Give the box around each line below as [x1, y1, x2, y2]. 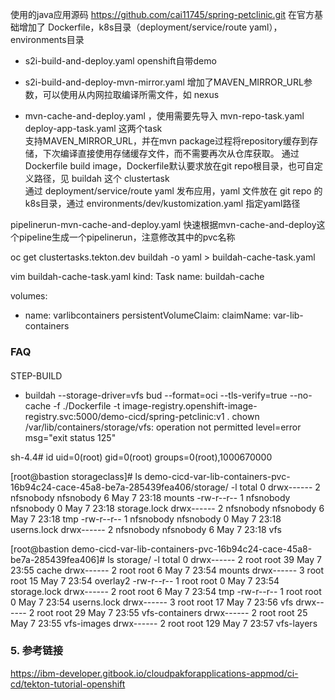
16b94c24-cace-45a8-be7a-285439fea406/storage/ [10, 481, 229, 493]
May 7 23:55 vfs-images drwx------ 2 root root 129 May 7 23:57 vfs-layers [10, 617, 318, 629]
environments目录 [10, 34, 85, 45]
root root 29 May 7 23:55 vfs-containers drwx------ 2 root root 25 [36, 606, 308, 618]
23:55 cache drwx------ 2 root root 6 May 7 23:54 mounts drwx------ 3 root [10, 564, 325, 576]
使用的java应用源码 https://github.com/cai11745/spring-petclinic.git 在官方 [10, 9, 315, 20]
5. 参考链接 [10, 644, 64, 658]
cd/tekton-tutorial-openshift [10, 678, 126, 690]
